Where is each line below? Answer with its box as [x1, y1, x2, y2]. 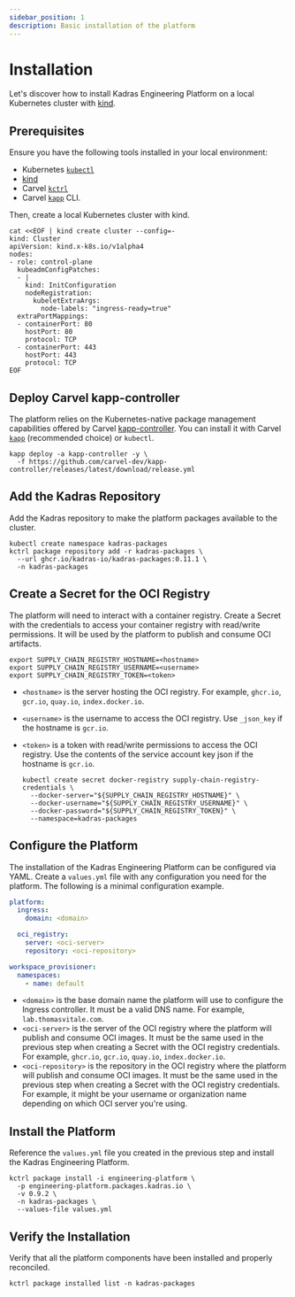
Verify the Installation [9, 1229, 131, 1244]
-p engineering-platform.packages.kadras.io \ [17, 1182, 192, 1191]
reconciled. [9, 1262, 50, 1272]
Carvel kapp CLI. [21, 192, 81, 204]
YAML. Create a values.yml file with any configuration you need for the [9, 871, 267, 882]
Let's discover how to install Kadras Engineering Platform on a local [9, 89, 254, 99]
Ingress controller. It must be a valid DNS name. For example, [21, 1004, 245, 1015]
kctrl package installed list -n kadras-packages [9, 1279, 196, 1288]
